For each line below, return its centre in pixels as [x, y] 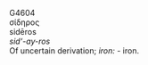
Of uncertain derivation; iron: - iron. [74, 51]
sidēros [23, 32]
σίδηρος [25, 22]
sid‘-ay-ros [30, 41]
